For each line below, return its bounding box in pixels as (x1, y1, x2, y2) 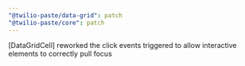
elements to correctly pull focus (8, 49, 113, 58)
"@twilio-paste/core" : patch (8, 19, 105, 27)
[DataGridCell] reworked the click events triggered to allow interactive (8, 40, 237, 49)
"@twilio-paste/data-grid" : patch (8, 11, 123, 20)
